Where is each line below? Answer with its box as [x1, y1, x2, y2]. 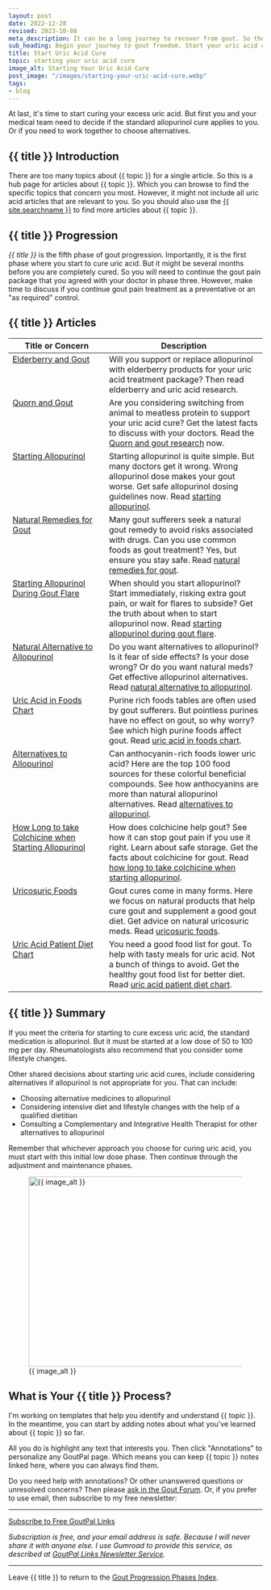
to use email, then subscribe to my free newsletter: [8, 1493, 177, 1503]
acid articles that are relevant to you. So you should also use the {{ [8, 197, 230, 207]
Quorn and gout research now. [108, 437, 225, 449]
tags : [8, 79, 27, 87]
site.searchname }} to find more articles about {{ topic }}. [8, 205, 198, 215]
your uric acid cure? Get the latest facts [108, 417, 258, 428]
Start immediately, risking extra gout [108, 587, 247, 599]
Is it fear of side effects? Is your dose [108, 651, 249, 662]
